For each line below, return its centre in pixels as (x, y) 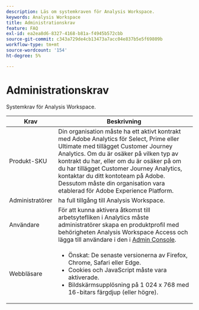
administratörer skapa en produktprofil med (119, 225)
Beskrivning (124, 121)
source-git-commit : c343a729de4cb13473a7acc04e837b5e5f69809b (84, 39)
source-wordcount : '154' (37, 50)
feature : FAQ (22, 28)
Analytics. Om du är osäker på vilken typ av (118, 154)
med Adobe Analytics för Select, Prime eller (119, 139)
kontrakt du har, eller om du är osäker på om (120, 161)
